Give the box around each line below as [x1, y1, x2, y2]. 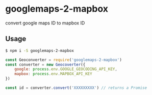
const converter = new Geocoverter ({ [5, 62, 86, 67]
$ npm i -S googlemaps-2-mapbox [5, 48, 74, 53]
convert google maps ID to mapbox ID [5, 20, 85, 26]
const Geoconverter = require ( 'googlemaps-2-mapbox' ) [5, 57, 122, 62]
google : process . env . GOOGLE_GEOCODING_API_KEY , [14, 67, 117, 72]
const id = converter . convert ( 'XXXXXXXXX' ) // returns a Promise [5, 85, 147, 90]
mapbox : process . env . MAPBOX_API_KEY [14, 72, 93, 77]
